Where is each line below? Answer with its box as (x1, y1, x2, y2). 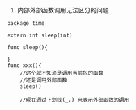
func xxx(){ (7, 62, 42, 69)
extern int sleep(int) (7, 32, 73, 39)
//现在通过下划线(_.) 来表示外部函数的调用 (19, 96, 130, 103)
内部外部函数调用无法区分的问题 (17, 6, 109, 14)
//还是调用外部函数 (19, 77, 68, 84)
